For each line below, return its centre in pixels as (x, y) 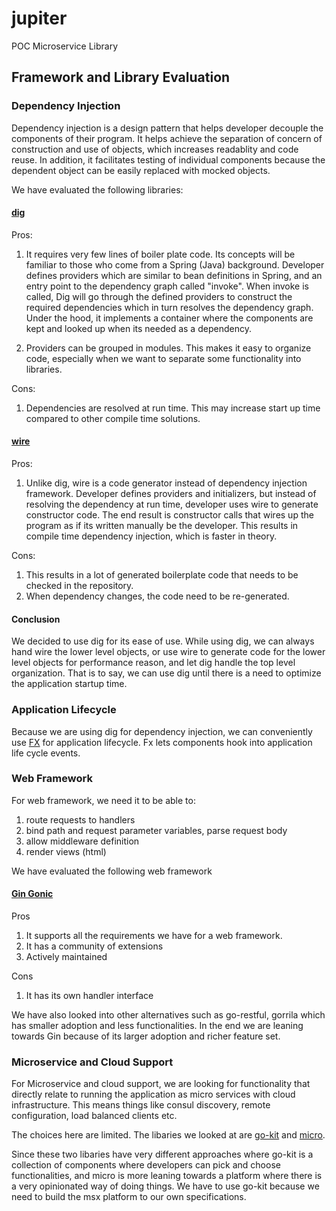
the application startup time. (69, 684)
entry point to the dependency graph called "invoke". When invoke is (167, 286)
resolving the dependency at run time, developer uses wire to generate (172, 504)
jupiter (39, 18)
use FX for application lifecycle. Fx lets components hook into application (162, 742)
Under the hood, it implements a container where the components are (169, 318)
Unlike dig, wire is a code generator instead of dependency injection (166, 483)
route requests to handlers (80, 819)
